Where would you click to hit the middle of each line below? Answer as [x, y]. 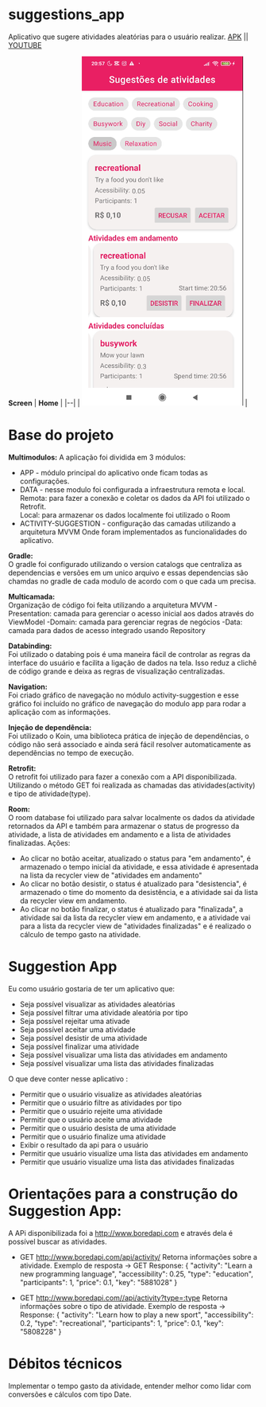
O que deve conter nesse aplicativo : [68, 1079]
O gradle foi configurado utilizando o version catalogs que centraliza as [125, 564]
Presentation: [30, 613]
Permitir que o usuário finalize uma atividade [93, 1136]
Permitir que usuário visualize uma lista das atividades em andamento [134, 1153]
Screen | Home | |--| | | [128, 403]
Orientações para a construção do [123, 1194]
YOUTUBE [25, 45]
